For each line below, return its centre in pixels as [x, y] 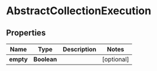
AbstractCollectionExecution [79, 11]
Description [79, 49]
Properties [26, 33]
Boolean [45, 59]
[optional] [115, 59]
